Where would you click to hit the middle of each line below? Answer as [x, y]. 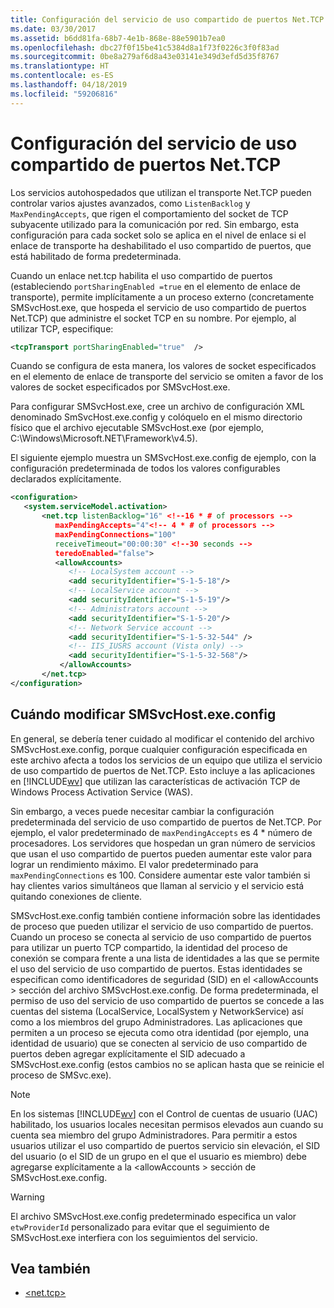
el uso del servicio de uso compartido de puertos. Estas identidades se [156, 968]
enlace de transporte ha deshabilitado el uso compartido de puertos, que [161, 245]
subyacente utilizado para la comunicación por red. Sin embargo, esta [155, 224]
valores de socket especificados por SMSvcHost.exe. [120, 387]
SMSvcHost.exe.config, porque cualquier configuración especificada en [159, 749]
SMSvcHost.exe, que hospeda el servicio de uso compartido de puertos [158, 307]
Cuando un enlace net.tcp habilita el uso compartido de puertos [141, 275]
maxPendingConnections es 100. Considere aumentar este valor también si [160, 875]
